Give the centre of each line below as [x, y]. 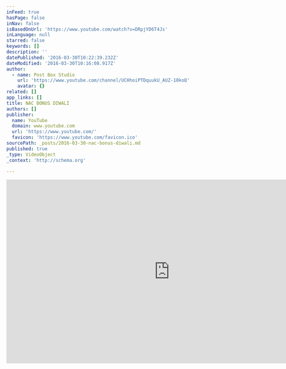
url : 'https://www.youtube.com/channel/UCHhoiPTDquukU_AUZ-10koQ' [104, 80]
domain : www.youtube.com [43, 126]
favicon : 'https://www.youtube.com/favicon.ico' [75, 138]
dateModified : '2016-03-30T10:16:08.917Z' [61, 63]
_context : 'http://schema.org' [46, 160]
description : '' [27, 52]
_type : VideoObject [31, 154]
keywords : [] [23, 47]
